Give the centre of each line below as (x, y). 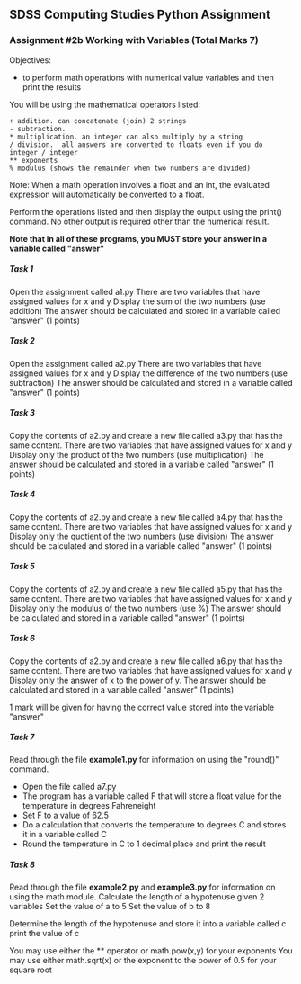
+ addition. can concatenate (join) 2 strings (98, 121)
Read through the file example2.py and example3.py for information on (142, 887)
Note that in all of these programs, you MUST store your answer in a (138, 238)
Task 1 (22, 269)
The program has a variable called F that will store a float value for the (152, 796)
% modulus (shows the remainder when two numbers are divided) (130, 168)
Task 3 (22, 413)
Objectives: (30, 60)
